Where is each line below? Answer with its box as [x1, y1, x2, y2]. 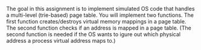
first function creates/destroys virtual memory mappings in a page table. [6, 18, 187, 25]
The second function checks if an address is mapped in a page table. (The [6, 24, 191, 31]
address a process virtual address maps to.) [6, 37, 116, 44]
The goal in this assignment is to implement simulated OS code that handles [6, 5, 195, 12]
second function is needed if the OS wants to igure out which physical [6, 31, 181, 38]
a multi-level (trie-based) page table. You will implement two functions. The [6, 11, 194, 19]
